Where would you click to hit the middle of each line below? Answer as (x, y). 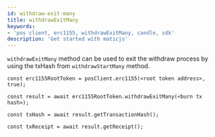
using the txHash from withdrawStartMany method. (78, 66)
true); (17, 85)
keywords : (21, 26)
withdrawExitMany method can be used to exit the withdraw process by (108, 59)
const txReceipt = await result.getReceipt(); (75, 127)
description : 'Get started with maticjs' (68, 39)
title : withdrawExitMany (43, 20)
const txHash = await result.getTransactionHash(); (83, 115)
